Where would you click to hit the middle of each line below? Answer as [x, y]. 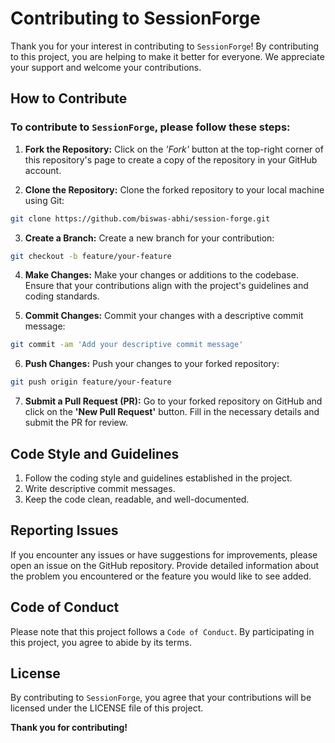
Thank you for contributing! [69, 728]
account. [43, 170]
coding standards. [62, 296]
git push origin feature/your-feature [91, 382]
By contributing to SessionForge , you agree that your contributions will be [161, 698]
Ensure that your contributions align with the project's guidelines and [166, 286]
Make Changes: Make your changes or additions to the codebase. [161, 275]
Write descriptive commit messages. [100, 488]
